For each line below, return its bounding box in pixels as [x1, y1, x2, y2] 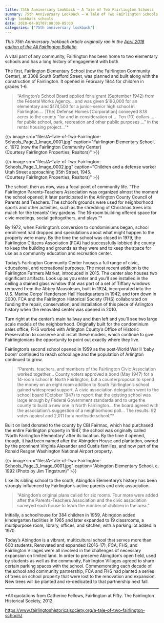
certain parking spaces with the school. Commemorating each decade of [5, 563, 152, 569]
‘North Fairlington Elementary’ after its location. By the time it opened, [5, 433, 145, 439]
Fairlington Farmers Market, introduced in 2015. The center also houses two [5, 270, 158, 276]
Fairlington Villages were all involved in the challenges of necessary [5, 548, 142, 554]
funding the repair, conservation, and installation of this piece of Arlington [5, 301, 154, 307]
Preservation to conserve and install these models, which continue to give [5, 332, 154, 338]
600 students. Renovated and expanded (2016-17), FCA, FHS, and [5, 542, 138, 548]
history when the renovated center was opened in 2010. [5, 306, 117, 313]
